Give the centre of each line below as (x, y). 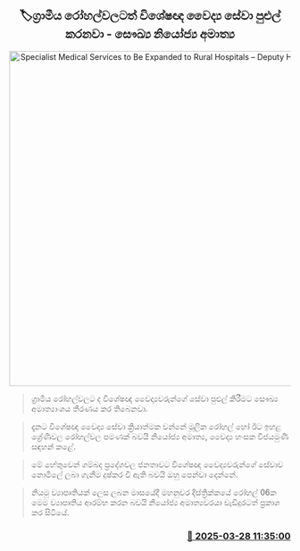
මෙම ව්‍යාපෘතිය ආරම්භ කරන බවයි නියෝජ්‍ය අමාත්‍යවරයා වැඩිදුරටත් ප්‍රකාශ (155, 502)
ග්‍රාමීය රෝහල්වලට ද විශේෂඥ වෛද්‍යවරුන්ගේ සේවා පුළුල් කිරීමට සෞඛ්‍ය (154, 398)
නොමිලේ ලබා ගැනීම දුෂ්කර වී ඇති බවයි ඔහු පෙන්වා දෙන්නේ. (134, 474)
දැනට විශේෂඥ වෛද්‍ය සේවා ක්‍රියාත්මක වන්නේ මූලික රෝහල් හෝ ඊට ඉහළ (156, 426)
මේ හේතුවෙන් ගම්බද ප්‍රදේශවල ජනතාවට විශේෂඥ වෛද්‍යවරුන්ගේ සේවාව (157, 464)
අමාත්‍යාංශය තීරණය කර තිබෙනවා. (89, 408)
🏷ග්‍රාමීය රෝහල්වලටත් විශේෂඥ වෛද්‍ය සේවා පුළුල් (150, 16)
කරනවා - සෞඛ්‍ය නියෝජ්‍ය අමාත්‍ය (150, 34)
